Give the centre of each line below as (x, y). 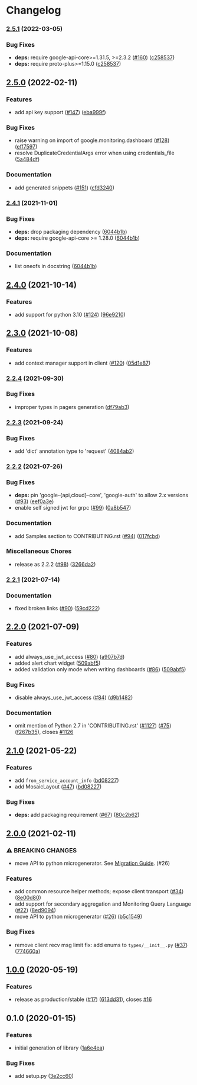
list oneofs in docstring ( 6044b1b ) (56, 266)
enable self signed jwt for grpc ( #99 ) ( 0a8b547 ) (73, 508)
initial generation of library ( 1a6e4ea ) (60, 1048)
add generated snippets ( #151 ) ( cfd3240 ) (65, 188)
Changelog (34, 10)
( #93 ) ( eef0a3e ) (34, 501)
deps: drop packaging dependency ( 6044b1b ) (71, 231)
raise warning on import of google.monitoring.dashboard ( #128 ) (92, 140)
